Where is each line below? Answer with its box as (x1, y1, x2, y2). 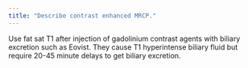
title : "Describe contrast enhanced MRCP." (8, 11, 157, 20)
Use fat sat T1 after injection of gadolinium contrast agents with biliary (8, 34, 241, 43)
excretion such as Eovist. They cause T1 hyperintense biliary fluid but (8, 42, 238, 52)
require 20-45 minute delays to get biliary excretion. (8, 50, 181, 60)
